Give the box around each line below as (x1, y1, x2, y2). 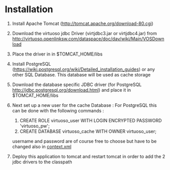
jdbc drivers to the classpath (12, 159, 72, 165)
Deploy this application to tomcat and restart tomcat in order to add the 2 (12, 153, 165, 159)
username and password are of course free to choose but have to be (12, 138, 157, 144)
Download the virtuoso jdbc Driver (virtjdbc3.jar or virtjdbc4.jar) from (12, 30, 157, 36)
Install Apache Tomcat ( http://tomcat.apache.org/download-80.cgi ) (12, 20, 154, 26)
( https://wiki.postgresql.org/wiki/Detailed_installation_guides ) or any (12, 66, 155, 72)
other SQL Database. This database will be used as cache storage (12, 71, 151, 77)
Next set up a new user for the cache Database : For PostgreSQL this (12, 102, 157, 108)
